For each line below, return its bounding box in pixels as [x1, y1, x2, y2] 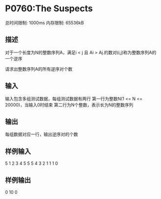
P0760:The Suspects [5, 3, 93, 14]
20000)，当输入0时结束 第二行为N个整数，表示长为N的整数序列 [5, 101, 134, 108]
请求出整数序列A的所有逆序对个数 [5, 66, 72, 72]
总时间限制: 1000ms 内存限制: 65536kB [5, 20, 84, 25]
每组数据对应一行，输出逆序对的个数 [5, 131, 78, 137]
